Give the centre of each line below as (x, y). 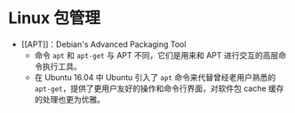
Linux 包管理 (55, 18)
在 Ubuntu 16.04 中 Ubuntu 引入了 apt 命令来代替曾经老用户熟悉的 (155, 77)
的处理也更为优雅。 (70, 99)
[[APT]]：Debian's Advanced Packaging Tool (104, 44)
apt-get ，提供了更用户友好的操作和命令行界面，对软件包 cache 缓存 (159, 88)
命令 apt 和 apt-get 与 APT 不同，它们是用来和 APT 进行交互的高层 (156, 55)
